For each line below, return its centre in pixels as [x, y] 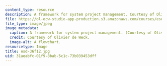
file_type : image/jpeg [29, 24]
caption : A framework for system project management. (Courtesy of [81, 33]
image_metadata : [22, 28]
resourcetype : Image [27, 47]
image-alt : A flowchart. [35, 42]
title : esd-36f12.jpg [28, 51]
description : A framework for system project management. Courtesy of [80, 14]
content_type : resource [30, 10]
